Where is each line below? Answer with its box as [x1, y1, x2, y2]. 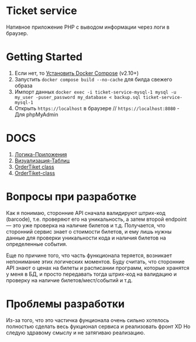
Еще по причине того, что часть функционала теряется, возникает [6, 252, 173, 259]
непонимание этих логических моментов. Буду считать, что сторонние [6, 258, 185, 265]
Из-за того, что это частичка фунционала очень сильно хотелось [6, 316, 170, 323]
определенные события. [6, 240, 67, 247]
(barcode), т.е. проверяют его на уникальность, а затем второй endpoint [6, 216, 187, 223]
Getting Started [6, 50, 83, 64]
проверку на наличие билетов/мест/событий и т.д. [6, 276, 133, 283]
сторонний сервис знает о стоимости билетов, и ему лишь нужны [6, 228, 172, 235]
